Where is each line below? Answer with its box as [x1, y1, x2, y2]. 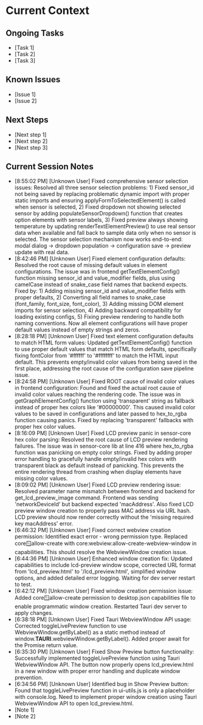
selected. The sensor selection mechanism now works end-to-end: [14, 235, 183, 243]
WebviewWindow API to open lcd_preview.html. [14, 700, 134, 707]
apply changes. [14, 609, 53, 617]
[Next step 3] [14, 144, 48, 151]
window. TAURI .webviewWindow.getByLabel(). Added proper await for [14, 635, 190, 642]
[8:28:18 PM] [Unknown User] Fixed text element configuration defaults [14, 333, 194, 340]
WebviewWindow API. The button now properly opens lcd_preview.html [14, 661, 194, 668]
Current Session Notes [5, 162, 94, 172]
